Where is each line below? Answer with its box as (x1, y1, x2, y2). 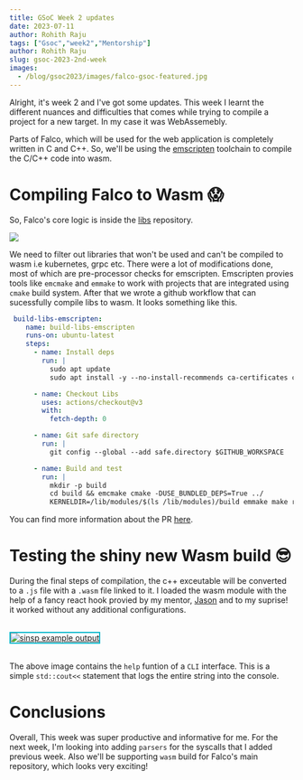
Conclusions (9, 702, 106, 723)
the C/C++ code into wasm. (9, 153, 113, 164)
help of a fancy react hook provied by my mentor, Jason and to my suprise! (9, 595, 289, 606)
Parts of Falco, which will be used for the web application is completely (9, 133, 274, 145)
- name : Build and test (32, 464, 124, 473)
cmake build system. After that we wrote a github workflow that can (9, 287, 257, 298)
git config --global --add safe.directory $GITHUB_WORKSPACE (49, 447, 284, 456)
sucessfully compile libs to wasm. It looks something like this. (9, 296, 238, 307)
